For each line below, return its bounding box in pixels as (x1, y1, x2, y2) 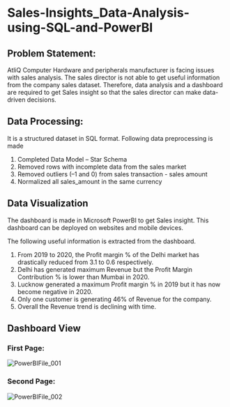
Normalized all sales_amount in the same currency (17, 177, 162, 185)
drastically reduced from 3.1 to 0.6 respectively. (17, 258, 154, 266)
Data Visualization (7, 197, 89, 210)
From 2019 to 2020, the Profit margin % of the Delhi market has (17, 250, 200, 259)
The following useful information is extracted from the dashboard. (7, 237, 197, 245)
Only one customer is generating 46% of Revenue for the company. (17, 295, 212, 303)
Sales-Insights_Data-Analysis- (7, 5, 190, 21)
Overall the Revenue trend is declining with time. (17, 302, 157, 311)
